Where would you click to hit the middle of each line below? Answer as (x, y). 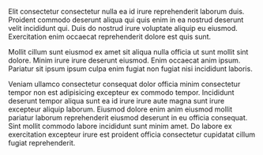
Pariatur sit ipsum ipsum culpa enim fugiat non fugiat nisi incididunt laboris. (130, 69)
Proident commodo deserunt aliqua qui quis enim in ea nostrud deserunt (126, 20)
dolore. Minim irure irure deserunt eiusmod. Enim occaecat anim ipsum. (124, 60)
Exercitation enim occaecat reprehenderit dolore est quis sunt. (110, 36)
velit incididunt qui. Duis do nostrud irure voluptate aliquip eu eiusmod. (123, 28)
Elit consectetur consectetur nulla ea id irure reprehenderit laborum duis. (126, 11)
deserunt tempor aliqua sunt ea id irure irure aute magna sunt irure (116, 101)
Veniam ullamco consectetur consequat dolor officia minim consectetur (124, 84)
